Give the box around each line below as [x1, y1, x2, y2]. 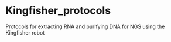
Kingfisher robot [5, 29, 45, 36]
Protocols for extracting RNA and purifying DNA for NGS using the [5, 23, 165, 30]
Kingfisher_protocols [5, 4, 111, 17]
